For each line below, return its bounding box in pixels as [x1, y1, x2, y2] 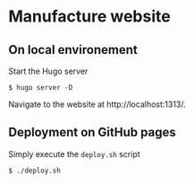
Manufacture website [8, 6, 171, 27]
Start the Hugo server [8, 66, 89, 76]
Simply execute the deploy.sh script [8, 148, 140, 159]
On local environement [8, 42, 138, 57]
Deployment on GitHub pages [8, 125, 176, 140]
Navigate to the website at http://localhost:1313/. [8, 99, 187, 110]
